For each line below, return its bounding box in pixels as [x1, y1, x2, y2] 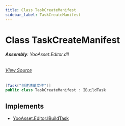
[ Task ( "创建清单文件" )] [5, 83, 51, 88]
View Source [5, 67, 32, 73]
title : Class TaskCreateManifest [5, 7, 77, 13]
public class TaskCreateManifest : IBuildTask [5, 88, 106, 93]
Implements [5, 102, 44, 110]
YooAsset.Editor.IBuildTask [12, 115, 69, 121]
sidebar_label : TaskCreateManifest [5, 12, 81, 17]
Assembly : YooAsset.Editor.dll [5, 52, 69, 58]
